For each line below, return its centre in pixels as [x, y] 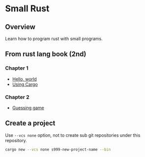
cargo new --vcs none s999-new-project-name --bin [58, 149]
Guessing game [28, 108]
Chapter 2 [17, 97]
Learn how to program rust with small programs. [54, 39]
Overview [20, 27]
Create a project [30, 123]
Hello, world [24, 79]
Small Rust [27, 9]
